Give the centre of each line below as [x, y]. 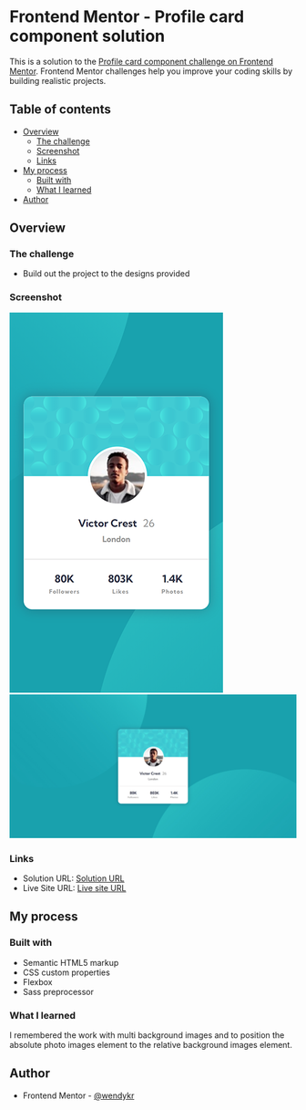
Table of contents [60, 110]
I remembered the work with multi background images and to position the [147, 1035]
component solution [87, 36]
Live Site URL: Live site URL [74, 888]
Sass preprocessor [58, 991]
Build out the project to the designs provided [106, 274]
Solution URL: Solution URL [73, 878]
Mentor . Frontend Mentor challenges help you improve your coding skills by [151, 71]
